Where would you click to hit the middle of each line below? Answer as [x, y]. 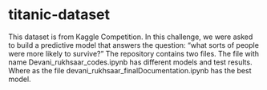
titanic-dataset [59, 15]
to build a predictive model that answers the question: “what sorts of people [133, 45]
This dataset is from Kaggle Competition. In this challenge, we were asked [131, 37]
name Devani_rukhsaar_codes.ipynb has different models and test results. [130, 62]
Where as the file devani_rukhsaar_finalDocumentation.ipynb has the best [130, 70]
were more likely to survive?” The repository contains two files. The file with [133, 53]
